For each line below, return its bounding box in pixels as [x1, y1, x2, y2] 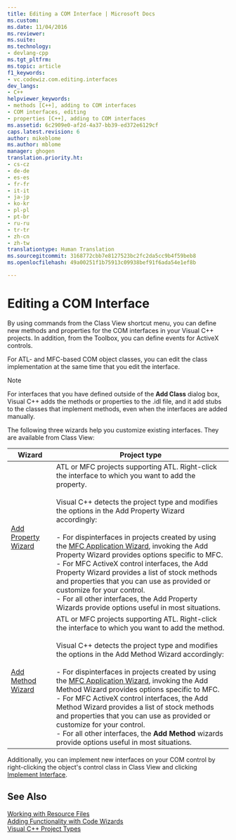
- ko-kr [7, 200, 30, 208]
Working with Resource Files [7, 809, 90, 817]
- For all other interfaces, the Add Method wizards [55, 728, 223, 738]
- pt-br [7, 213, 30, 220]
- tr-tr [7, 226, 30, 233]
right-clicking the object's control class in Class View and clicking [7, 763, 198, 771]
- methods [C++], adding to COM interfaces [7, 102, 137, 109]
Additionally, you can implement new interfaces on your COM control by [7, 755, 216, 764]
